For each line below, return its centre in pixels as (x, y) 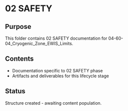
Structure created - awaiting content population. (53, 103)
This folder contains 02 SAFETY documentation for (56, 38)
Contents (19, 59)
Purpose (18, 27)
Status (15, 91)
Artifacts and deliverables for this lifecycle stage (61, 76)
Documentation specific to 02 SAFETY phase (57, 70)
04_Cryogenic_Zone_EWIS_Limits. (39, 44)
